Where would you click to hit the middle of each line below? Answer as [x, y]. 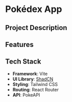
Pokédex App [34, 9]
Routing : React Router [35, 89]
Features [19, 44]
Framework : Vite [30, 73]
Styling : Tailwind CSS [35, 84]
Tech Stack [23, 62]
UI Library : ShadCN [33, 79]
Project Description [36, 28]
